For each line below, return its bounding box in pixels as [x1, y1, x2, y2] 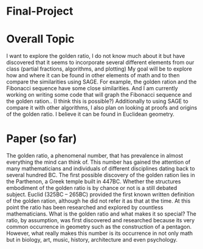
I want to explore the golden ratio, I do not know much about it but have [6, 52, 185, 60]
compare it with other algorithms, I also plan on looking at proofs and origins [6, 104, 198, 111]
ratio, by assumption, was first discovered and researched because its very [6, 217, 195, 224]
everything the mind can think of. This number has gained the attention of [6, 158, 191, 166]
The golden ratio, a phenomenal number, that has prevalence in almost [6, 152, 184, 160]
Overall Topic [6, 32, 75, 46]
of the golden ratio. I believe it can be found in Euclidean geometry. [6, 111, 174, 118]
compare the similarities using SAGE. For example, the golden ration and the [6, 78, 197, 86]
